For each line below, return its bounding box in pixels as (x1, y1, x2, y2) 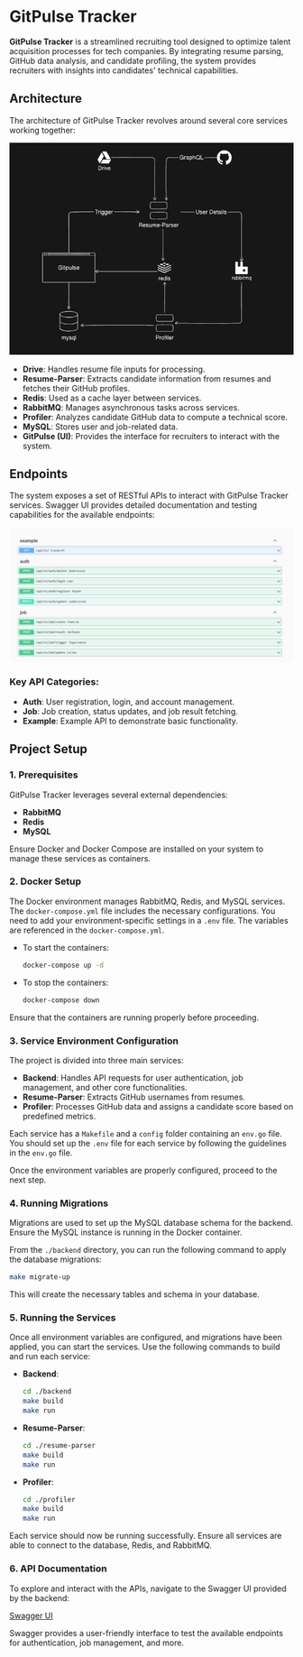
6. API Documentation (9, 1562, 107, 1575)
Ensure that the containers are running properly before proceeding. (9, 1012, 260, 1023)
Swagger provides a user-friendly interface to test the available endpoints (9, 1627, 284, 1638)
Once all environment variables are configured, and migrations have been (9, 1332, 282, 1343)
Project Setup (9, 741, 88, 757)
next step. (9, 1174, 47, 1185)
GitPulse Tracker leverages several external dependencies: (9, 789, 228, 800)
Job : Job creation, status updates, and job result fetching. (22, 705, 239, 716)
